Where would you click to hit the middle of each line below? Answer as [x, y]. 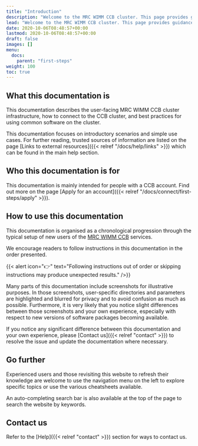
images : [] [19, 45]
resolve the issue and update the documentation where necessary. [87, 341]
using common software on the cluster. [54, 123]
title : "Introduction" [34, 11]
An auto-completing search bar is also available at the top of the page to [94, 398]
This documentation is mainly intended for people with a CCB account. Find [98, 185]
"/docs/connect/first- [166, 191]
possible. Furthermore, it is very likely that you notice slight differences [92, 305]
